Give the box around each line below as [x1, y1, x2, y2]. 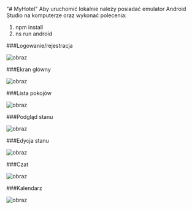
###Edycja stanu [6, 137, 49, 144]
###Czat [6, 161, 29, 168]
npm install [15, 24, 44, 31]
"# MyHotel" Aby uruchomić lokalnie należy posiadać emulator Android [6, 6, 186, 12]
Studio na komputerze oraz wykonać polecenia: [6, 12, 127, 19]
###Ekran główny [6, 66, 51, 73]
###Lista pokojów [6, 89, 52, 97]
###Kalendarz [6, 184, 43, 192]
